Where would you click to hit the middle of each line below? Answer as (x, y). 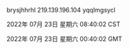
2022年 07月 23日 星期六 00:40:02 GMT (64, 39)
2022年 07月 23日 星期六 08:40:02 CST (63, 24)
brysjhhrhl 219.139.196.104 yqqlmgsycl (61, 10)
